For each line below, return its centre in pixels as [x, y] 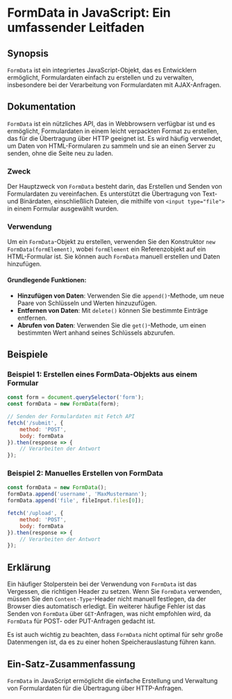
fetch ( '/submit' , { [35, 423]
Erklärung [29, 567]
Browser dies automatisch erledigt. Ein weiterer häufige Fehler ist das [107, 606]
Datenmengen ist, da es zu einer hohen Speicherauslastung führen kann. [112, 642]
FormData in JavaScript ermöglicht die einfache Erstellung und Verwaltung [113, 680]
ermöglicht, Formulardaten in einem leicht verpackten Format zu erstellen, [113, 131]
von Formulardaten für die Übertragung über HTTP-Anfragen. [95, 688]
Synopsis [28, 53]
